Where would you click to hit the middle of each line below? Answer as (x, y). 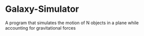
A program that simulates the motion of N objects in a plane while (72, 23)
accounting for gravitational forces (40, 28)
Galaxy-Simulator (42, 9)
